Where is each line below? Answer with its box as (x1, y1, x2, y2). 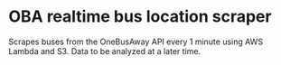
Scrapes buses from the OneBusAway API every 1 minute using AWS (8, 36, 264, 47)
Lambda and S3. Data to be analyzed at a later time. (8, 45, 201, 56)
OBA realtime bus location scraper (8, 6, 272, 27)
